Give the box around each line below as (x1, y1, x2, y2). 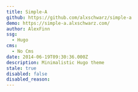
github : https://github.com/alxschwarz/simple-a (6, 15, 132, 21)
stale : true (6, 65, 36, 71)
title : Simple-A (6, 8, 47, 15)
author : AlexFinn (6, 25, 50, 32)
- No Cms (12, 48, 34, 54)
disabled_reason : (6, 76, 50, 82)
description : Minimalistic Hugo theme (6, 59, 105, 65)
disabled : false (6, 71, 47, 77)
